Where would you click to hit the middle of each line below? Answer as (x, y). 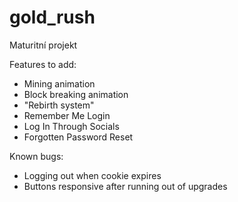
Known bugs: (36, 156)
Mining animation (59, 83)
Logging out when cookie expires (92, 175)
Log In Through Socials (71, 126)
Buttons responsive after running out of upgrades (125, 186)
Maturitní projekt (43, 45)
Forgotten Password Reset (78, 137)
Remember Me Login (67, 115)
